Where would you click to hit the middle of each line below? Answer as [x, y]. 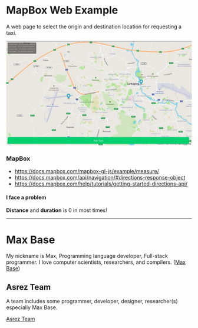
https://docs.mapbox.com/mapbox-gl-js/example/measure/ [87, 171]
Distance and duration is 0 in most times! [57, 210]
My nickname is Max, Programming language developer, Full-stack [87, 256]
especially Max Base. [32, 307]
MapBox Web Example [62, 10]
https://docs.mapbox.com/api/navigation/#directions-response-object [100, 178]
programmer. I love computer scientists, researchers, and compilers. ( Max [96, 262]
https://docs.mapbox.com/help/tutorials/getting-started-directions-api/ [101, 184]
